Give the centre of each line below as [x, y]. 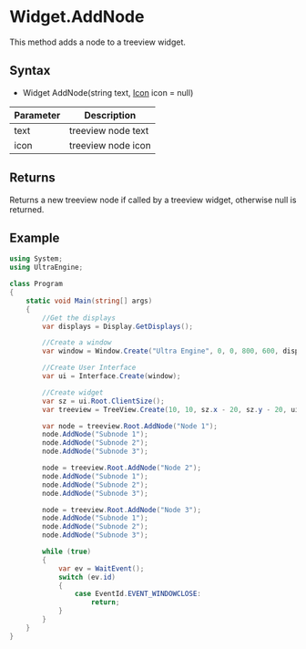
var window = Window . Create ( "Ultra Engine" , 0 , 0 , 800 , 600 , [161, 351]
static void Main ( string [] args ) [89, 301]
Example [35, 237]
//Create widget [73, 392]
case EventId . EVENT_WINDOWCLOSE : [138, 594]
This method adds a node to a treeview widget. [98, 42]
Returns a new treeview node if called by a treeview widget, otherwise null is [153, 200]
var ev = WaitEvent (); [101, 568]
